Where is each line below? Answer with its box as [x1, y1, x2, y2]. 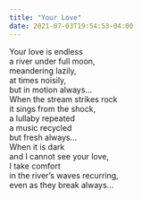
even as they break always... [9, 179, 114, 190]
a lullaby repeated [9, 113, 76, 124]
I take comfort [9, 160, 61, 171]
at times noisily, [9, 74, 67, 85]
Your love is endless [9, 46, 83, 56]
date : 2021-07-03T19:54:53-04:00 [9, 22, 134, 30]
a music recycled [9, 122, 72, 133]
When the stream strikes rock [9, 93, 118, 104]
